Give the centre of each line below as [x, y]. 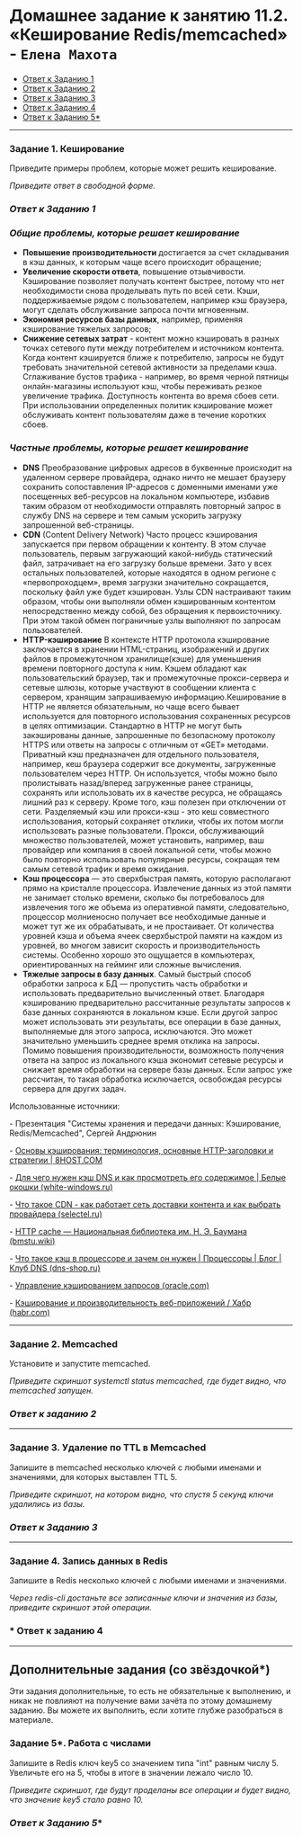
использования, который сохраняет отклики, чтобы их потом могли [153, 821]
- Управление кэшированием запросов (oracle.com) [109, 1285]
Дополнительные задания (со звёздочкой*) [140, 1669]
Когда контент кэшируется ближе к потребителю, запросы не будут [153, 358]
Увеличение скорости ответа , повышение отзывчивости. [133, 272]
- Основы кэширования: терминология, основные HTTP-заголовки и [142, 1150]
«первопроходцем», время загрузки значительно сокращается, [146, 582]
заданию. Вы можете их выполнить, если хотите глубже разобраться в [146, 1710]
